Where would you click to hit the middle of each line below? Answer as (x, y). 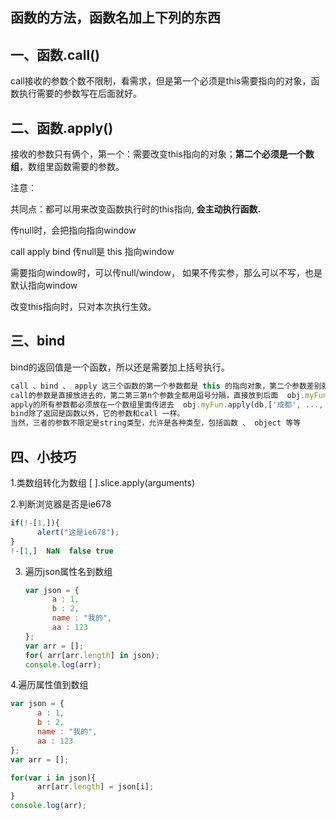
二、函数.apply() (62, 128)
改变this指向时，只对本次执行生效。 (83, 307)
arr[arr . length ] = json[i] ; (95, 787)
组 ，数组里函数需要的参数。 (67, 167)
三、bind (38, 341)
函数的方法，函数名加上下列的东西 (115, 18)
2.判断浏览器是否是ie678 (61, 504)
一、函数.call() (55, 54)
